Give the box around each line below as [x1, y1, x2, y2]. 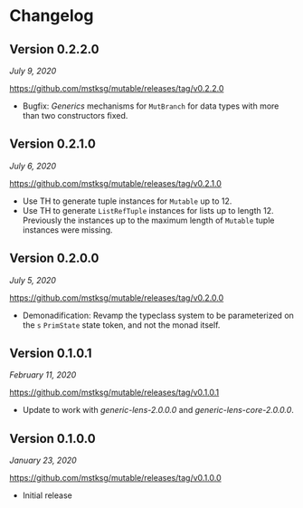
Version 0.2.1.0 [9, 137, 97, 152]
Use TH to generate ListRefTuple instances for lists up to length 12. [22, 205, 274, 216]
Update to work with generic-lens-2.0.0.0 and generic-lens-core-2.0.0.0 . [22, 405, 294, 416]
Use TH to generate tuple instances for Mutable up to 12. [22, 196, 232, 206]
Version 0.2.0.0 [9, 251, 99, 266]
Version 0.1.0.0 [9, 431, 97, 446]
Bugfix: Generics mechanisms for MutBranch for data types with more [22, 101, 279, 111]
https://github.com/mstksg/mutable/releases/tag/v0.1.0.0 [9, 473, 222, 484]
